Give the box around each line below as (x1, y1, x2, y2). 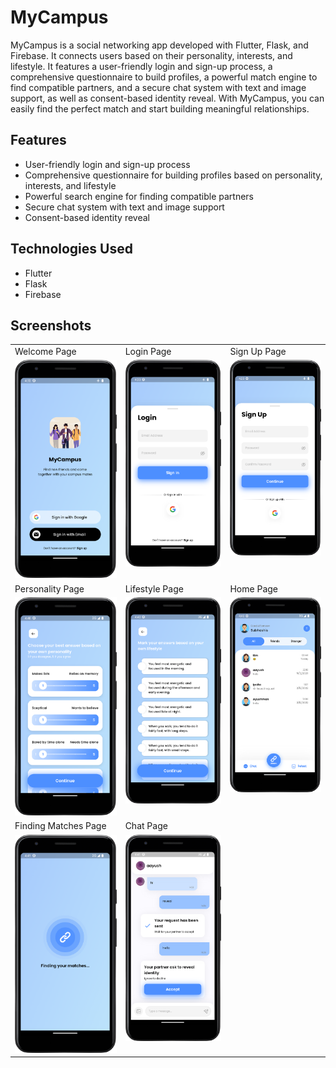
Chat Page (124, 820, 168, 832)
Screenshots (10, 317, 92, 334)
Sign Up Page (229, 346, 287, 358)
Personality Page (14, 582, 85, 595)
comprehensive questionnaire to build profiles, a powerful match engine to (10, 71, 318, 83)
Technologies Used (10, 241, 133, 258)
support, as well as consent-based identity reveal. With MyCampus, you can (10, 92, 325, 104)
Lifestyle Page (124, 582, 184, 595)
